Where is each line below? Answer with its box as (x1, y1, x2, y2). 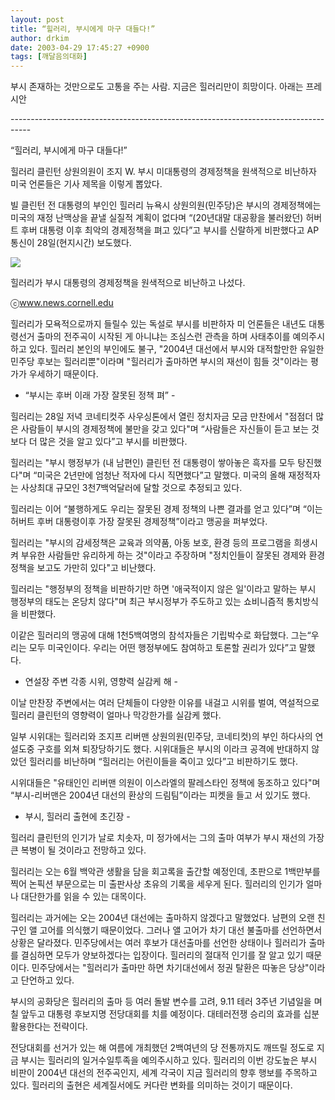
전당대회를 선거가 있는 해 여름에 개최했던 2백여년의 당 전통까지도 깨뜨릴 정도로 (10, 1042, 315, 1054)
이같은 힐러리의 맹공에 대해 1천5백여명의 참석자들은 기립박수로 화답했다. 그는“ (10, 629, 312, 641)
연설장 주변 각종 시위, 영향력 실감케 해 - (24, 676, 178, 688)
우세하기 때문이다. (28, 368, 99, 380)
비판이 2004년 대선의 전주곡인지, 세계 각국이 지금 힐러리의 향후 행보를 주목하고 (10, 1067, 318, 1079)
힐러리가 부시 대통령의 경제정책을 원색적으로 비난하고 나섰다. (10, 277, 246, 289)
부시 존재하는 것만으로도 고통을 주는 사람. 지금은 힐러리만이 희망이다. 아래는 (10, 81, 304, 93)
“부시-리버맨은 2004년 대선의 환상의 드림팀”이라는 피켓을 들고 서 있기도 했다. (10, 789, 311, 801)
